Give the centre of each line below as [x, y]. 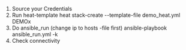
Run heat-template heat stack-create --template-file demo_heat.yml [96, 15]
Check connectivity [36, 41]
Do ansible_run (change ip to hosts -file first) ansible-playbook [89, 28]
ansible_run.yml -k [35, 34]
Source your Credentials [42, 9]
